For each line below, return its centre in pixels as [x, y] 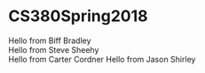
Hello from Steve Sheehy [54, 49]
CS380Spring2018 [78, 16]
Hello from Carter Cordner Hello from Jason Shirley [102, 59]
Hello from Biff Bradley [50, 40]
